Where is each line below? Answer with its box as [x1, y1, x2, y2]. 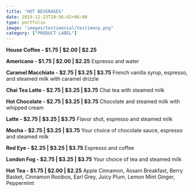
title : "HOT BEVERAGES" [6, 8, 64, 15]
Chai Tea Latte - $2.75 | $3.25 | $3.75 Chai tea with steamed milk [6, 87, 165, 94]
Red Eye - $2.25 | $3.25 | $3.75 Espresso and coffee [6, 145, 135, 152]
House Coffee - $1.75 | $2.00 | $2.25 [6, 46, 97, 53]
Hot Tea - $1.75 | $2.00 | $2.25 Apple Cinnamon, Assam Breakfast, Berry [6, 167, 183, 174]
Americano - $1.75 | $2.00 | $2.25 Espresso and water [6, 58, 139, 65]
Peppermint [6, 180, 35, 187]
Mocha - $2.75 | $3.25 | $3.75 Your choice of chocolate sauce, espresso [6, 127, 183, 134]
